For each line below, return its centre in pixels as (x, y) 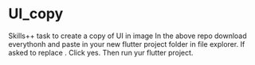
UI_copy (36, 14)
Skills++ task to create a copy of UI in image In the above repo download (127, 36)
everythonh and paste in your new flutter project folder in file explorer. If (127, 44)
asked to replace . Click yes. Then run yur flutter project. (101, 52)
